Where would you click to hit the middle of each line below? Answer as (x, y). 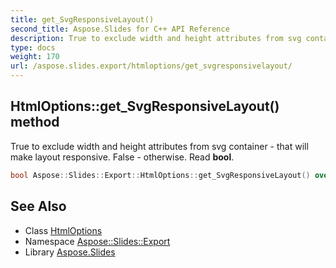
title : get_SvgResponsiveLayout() (82, 19)
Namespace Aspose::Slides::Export (97, 241)
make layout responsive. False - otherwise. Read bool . (122, 157)
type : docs (33, 47)
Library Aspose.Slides (70, 252)
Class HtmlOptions (63, 230)
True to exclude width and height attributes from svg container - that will (159, 146)
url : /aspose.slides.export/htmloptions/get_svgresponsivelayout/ (151, 66)
